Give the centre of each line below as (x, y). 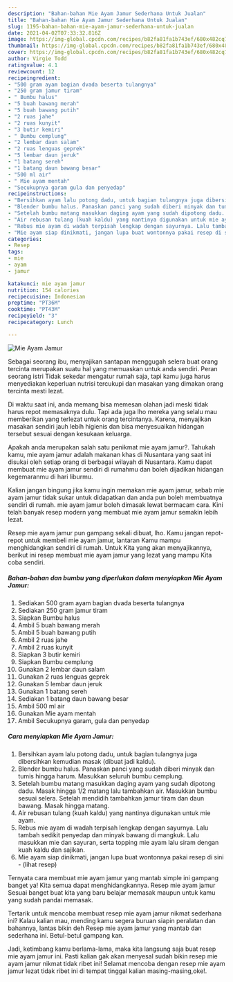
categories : (25, 239)
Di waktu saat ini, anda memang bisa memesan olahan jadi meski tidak (108, 404)
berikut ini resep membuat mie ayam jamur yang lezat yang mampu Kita (110, 555)
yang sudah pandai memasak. (50, 900)
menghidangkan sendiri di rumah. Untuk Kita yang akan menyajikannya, (110, 547)
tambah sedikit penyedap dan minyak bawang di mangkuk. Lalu (109, 834)
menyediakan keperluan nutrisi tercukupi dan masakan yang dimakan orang (116, 383)
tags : (16, 252)
